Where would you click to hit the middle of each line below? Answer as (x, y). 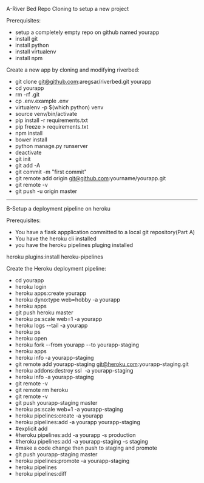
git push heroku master (44, 312)
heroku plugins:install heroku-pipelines (55, 257)
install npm (29, 58)
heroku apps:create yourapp (51, 293)
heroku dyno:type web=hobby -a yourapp (67, 299)
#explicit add (31, 428)
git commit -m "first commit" (51, 172)
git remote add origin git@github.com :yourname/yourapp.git (90, 178)
